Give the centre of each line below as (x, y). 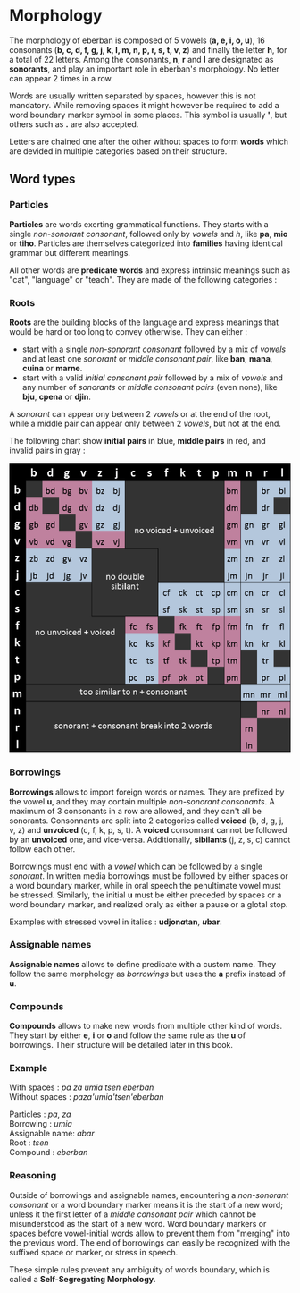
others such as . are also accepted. (74, 124)
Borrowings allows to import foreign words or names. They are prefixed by (147, 792)
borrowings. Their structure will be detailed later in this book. (121, 1045)
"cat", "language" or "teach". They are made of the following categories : (143, 279)
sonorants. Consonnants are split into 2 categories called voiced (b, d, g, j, (146, 821)
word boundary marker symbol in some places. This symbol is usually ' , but (148, 115)
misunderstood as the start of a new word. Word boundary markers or (138, 1223)
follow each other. (42, 849)
